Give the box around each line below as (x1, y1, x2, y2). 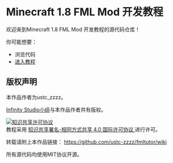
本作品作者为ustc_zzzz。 (6, 93, 66, 100)
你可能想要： (6, 38, 37, 45)
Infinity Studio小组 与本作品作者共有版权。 (6, 106, 107, 113)
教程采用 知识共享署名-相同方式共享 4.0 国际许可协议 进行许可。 (6, 125, 161, 133)
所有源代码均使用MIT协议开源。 (6, 151, 83, 158)
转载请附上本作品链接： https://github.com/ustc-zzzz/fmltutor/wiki (6, 138, 167, 145)
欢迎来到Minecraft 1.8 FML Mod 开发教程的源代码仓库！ (6, 26, 141, 33)
